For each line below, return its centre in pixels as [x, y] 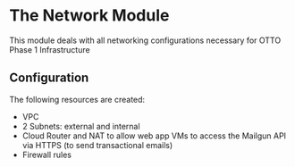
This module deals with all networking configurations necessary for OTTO [145, 40]
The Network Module [89, 16]
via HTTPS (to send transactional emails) [97, 145]
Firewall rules [46, 154]
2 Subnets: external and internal [81, 126]
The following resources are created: [77, 99]
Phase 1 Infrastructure [50, 49]
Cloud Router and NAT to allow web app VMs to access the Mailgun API [154, 136]
